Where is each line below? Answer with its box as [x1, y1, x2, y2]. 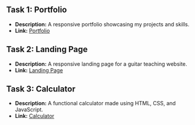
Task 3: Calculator [6, 84, 76, 94]
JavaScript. [14, 106, 44, 113]
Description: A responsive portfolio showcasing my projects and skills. [14, 20, 190, 28]
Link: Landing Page [14, 66, 63, 74]
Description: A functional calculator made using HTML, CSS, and [14, 100, 176, 107]
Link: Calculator [14, 112, 55, 120]
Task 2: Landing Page [6, 44, 88, 54]
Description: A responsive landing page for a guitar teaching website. [14, 60, 187, 68]
